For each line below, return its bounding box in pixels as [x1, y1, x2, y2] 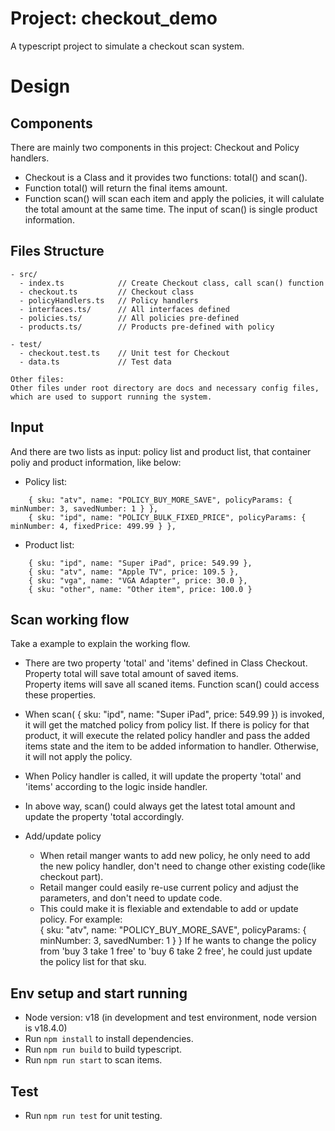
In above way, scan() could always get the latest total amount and [24, 800, 296, 812]
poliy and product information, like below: [10, 456, 182, 468]
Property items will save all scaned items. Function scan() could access [24, 678, 320, 691]
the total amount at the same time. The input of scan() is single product [24, 203, 318, 215]
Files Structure [10, 243, 105, 260]
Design [10, 75, 71, 98]
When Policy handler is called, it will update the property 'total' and [24, 770, 302, 782]
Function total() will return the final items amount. [24, 182, 228, 194]
